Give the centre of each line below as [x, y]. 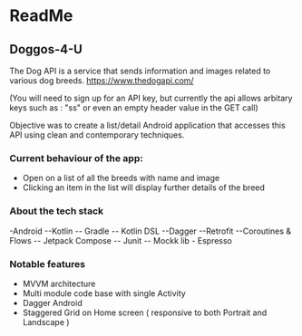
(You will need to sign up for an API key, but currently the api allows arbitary [151, 98]
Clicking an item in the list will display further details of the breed [144, 187]
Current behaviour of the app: [76, 158]
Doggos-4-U [46, 49]
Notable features [48, 264]
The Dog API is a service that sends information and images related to [140, 71]
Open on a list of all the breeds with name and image [121, 178]
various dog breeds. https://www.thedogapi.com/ [102, 81]
